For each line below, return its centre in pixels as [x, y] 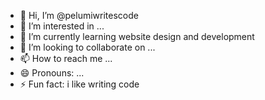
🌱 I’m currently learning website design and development [137, 36]
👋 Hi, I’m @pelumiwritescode [79, 15]
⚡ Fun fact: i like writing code [79, 84]
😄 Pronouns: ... [52, 73]
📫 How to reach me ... [66, 58]
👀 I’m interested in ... [62, 26]
